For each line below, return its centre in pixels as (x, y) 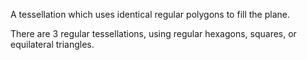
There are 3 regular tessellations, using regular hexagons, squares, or (153, 33)
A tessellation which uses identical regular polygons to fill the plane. (150, 14)
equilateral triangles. (52, 44)
